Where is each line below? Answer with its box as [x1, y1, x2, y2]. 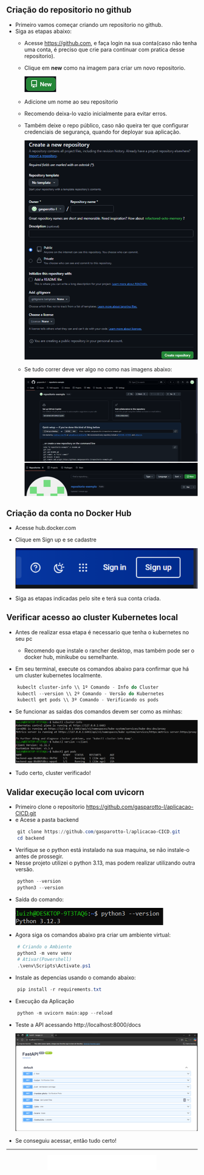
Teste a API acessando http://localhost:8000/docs [15, 1021, 141, 1028]
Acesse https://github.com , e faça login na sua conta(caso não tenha [24, 39, 197, 46]
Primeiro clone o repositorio [15, 803, 85, 810]
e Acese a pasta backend [15, 816, 79, 824]
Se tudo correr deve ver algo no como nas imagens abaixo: [24, 366, 172, 373]
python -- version [17, 878, 61, 884]
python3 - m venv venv [17, 950, 72, 956]
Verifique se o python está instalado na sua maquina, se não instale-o [15, 846, 190, 853]
